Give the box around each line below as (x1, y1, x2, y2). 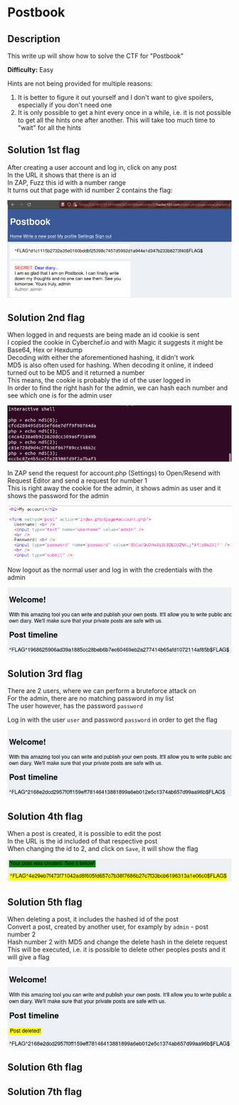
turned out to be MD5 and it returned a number (7, 368, 145, 377)
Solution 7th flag (7, 1086, 83, 1098)
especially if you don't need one (17, 101, 112, 109)
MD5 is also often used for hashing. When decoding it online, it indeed (7, 361, 213, 370)
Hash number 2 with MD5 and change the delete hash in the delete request (7, 938, 228, 947)
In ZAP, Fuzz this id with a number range (7, 178, 127, 186)
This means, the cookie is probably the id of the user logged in (7, 376, 191, 385)
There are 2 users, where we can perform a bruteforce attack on (7, 687, 197, 695)
